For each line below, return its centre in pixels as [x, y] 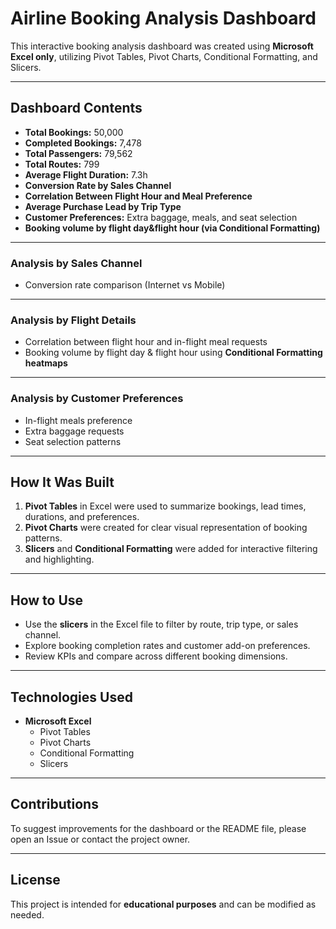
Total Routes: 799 [62, 164]
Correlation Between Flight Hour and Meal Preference [138, 196]
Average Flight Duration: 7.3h [86, 174]
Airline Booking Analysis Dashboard [163, 18]
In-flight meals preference [78, 420]
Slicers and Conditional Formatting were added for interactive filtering [171, 549]
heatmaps [46, 363]
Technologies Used [71, 697]
